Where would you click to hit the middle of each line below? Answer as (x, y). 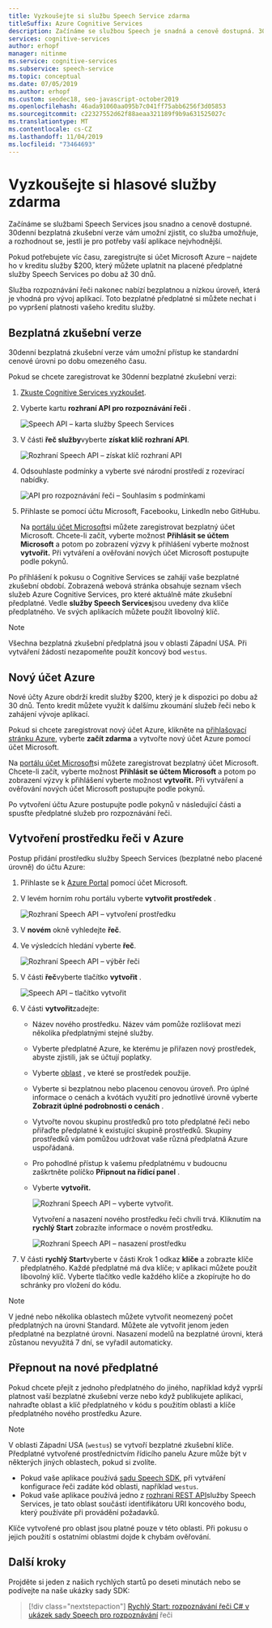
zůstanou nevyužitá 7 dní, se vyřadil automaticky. (91, 1342)
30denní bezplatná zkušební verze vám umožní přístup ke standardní (123, 352)
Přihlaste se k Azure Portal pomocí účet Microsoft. (104, 883)
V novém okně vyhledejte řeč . (70, 930)
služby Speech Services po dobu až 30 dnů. (82, 274)
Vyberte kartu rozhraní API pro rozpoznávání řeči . (106, 408)
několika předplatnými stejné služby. (93, 1033)
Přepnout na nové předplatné (84, 1368)
